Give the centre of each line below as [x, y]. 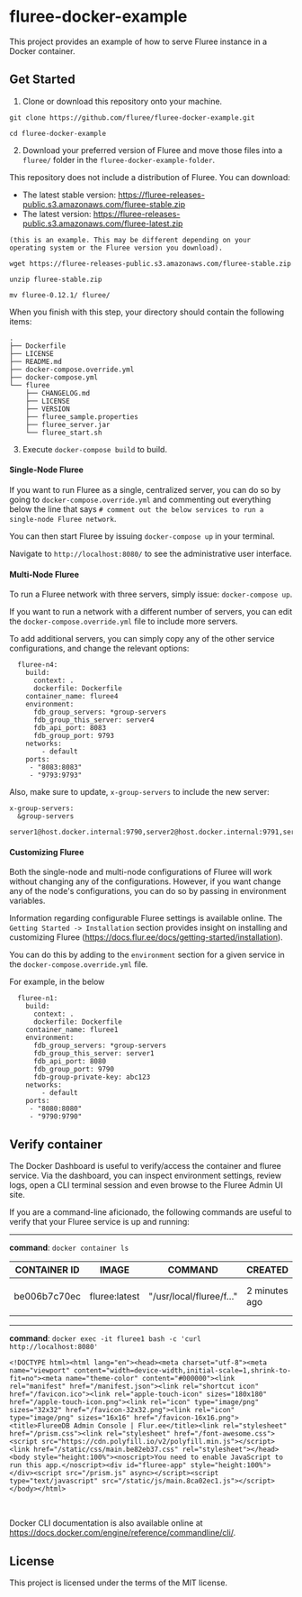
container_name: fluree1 [72, 1030]
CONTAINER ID [47, 1270]
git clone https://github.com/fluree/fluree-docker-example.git [132, 118]
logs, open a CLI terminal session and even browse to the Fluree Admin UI [146, 1185]
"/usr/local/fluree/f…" [193, 1297]
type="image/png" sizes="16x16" [70, 1418]
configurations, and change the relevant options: [99, 648]
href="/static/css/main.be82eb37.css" [106, 1450]
